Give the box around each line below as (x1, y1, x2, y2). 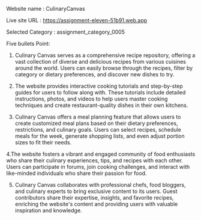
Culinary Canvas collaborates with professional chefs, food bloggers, (14, 182, 186, 188)
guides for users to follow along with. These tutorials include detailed (14, 89, 186, 96)
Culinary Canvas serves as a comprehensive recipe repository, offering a (14, 52, 196, 59)
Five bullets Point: (6, 40, 50, 47)
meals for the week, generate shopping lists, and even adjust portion (14, 132, 185, 139)
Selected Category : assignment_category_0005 (6, 28, 125, 35)
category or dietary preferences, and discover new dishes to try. (14, 71, 175, 78)
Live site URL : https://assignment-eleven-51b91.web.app (6, 17, 148, 23)
